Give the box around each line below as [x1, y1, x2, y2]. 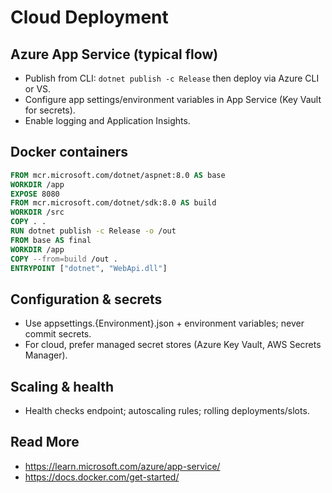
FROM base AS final [10, 235, 92, 245]
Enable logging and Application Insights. [24, 115, 191, 126]
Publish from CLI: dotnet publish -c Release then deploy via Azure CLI [24, 72, 320, 84]
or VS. [24, 83, 52, 95]
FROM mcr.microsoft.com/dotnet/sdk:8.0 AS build [10, 198, 217, 208]
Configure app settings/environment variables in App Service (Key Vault [24, 94, 322, 105]
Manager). [24, 349, 68, 361]
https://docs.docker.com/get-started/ [24, 471, 180, 483]
